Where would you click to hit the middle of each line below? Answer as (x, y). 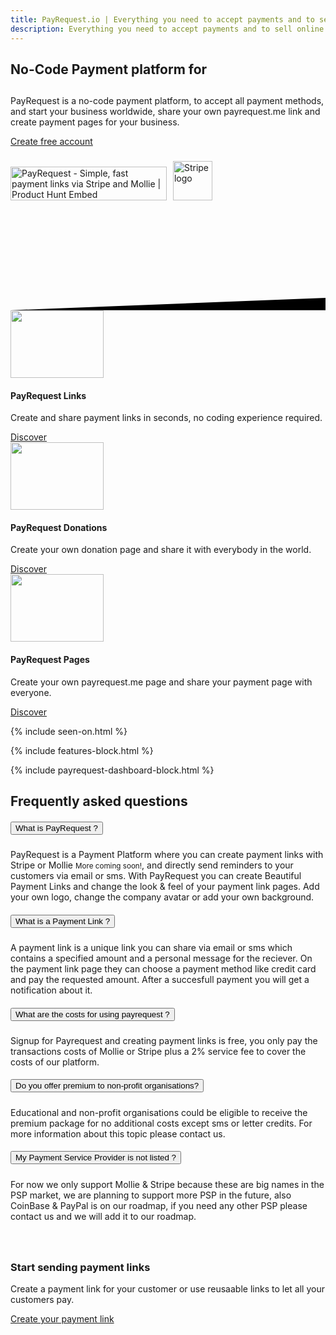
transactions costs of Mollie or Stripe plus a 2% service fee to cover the (158, 1051)
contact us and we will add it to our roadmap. (103, 1216)
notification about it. (51, 990)
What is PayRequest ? (56, 827)
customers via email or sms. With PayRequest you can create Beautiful (156, 875)
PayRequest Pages (50, 659)
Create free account (51, 142)
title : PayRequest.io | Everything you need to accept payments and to (162, 19)
